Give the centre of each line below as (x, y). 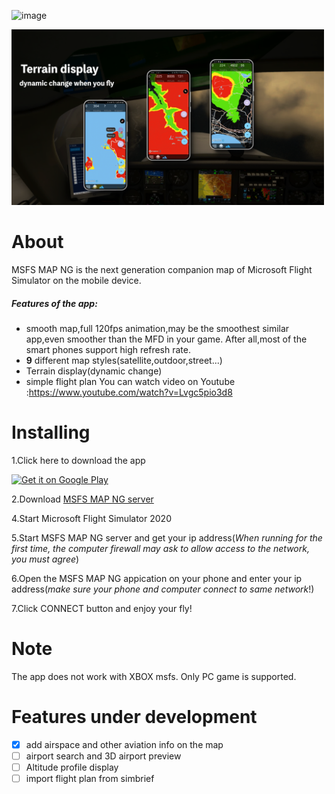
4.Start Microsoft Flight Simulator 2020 (91, 519)
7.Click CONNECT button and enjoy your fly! (102, 609)
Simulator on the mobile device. (76, 281)
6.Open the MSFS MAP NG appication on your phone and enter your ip (157, 579)
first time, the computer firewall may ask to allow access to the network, (160, 549)
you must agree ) (45, 559)
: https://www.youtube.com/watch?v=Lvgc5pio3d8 (129, 392)
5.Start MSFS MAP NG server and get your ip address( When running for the (167, 538)
